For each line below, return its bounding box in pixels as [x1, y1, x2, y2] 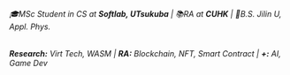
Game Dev [9, 58, 49, 69]
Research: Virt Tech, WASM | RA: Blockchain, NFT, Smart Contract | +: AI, [9, 49, 281, 59]
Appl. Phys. [9, 21, 51, 32]
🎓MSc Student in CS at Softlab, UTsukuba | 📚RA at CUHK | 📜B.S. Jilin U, [9, 8, 282, 19]
